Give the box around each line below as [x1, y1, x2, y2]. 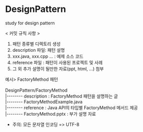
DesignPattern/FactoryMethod [5, 87, 68, 93]
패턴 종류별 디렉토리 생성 [12, 41, 61, 47]
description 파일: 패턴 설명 [12, 47, 65, 53]
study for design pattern [5, 20, 55, 26]
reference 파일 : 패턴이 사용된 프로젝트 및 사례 [12, 59, 103, 65]
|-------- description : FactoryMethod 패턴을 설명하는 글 [5, 93, 118, 99]
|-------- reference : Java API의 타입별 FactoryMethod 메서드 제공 [5, 105, 138, 111]
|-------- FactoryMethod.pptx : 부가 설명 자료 [5, 111, 96, 117]
